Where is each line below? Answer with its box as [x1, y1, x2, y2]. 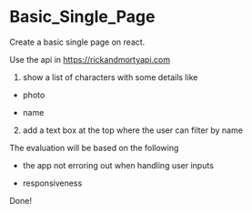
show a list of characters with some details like [22, 71, 198, 83]
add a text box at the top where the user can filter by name [22, 125, 244, 136]
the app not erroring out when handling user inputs [22, 159, 214, 170]
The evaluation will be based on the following [9, 142, 179, 153]
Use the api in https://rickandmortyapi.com [9, 54, 171, 65]
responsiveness [22, 177, 83, 188]
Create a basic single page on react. [9, 36, 146, 47]
